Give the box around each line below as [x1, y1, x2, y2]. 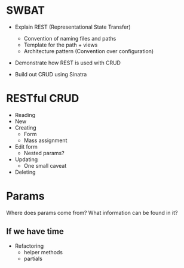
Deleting [14, 168, 36, 175]
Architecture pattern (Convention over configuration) [23, 47, 154, 54]
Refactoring [14, 242, 44, 249]
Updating [14, 156, 38, 163]
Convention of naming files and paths [23, 35, 116, 42]
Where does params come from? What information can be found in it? [6, 209, 178, 216]
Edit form [14, 143, 38, 150]
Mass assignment [23, 137, 68, 144]
